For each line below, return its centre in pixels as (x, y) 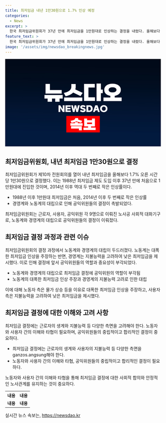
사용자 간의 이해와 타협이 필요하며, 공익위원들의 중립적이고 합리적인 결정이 (82, 332)
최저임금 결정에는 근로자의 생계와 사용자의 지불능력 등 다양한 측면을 (77, 348)
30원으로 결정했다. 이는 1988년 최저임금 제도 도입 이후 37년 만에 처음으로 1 (88, 181)
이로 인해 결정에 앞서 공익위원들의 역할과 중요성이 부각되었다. (78, 262)
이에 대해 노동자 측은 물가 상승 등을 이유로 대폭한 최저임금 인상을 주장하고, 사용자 (83, 290)
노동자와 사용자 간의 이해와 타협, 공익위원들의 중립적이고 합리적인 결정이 (82, 361)
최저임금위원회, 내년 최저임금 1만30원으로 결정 (72, 161)
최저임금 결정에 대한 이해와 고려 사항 (57, 313)
